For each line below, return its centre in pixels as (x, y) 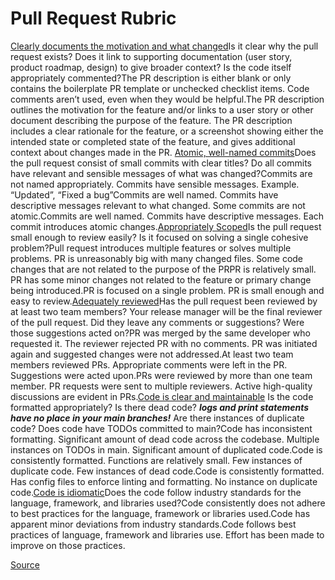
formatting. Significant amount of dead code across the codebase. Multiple (165, 439)
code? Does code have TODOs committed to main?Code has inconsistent (161, 428)
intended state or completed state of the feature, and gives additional (153, 141)
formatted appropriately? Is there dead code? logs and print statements (160, 407)
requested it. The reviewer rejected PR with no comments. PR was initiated (164, 343)
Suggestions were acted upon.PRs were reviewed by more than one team (161, 375)
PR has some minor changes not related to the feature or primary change (161, 279)
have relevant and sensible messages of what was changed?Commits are (161, 173)
